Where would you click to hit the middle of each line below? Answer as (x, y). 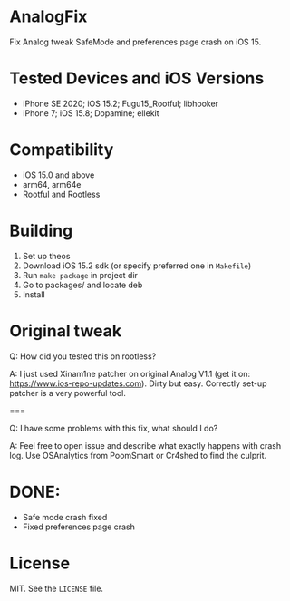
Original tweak (66, 330)
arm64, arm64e (52, 184)
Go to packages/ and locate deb (82, 285)
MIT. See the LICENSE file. (57, 588)
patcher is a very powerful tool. (68, 393)
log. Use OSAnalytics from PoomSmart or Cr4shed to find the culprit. (138, 455)
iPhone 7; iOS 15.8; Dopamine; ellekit (91, 113)
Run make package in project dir (80, 275)
